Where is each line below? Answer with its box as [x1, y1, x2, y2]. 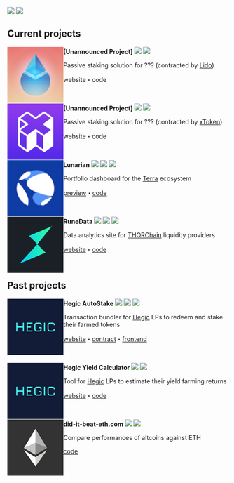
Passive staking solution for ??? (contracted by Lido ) [63, 60, 215, 70]
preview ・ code [63, 188, 107, 197]
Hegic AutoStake [63, 299, 114, 307]
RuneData [63, 217, 93, 225]
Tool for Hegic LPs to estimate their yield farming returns [63, 376, 227, 385]
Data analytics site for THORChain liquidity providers [63, 230, 216, 239]
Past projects [7, 279, 67, 291]
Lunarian [63, 160, 90, 168]
